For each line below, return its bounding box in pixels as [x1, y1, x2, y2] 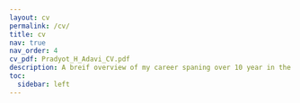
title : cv [9, 30, 47, 39]
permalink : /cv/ [9, 21, 70, 30]
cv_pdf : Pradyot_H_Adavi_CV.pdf [9, 55, 130, 64]
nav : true [9, 38, 47, 47]
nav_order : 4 [9, 47, 58, 56]
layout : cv [9, 13, 50, 22]
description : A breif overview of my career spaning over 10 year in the [9, 64, 292, 73]
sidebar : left [17, 80, 70, 89]
